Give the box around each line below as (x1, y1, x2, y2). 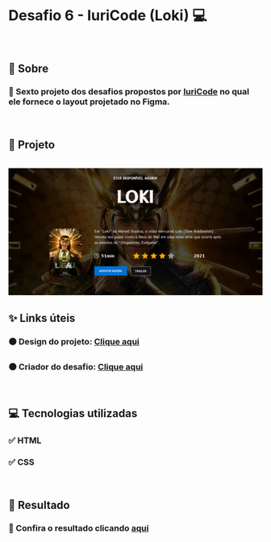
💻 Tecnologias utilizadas (8, 406, 138, 420)
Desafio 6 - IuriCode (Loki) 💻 (8, 6, 207, 25)
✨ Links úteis (8, 311, 76, 325)
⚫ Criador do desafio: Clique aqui (8, 361, 144, 372)
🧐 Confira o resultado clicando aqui (8, 522, 149, 533)
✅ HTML (8, 435, 42, 446)
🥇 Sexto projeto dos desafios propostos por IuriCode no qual (8, 86, 250, 98)
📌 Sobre (8, 62, 49, 76)
